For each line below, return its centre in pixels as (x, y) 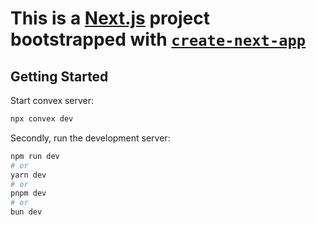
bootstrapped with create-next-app (158, 39)
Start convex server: (52, 100)
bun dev (26, 212)
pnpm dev (28, 193)
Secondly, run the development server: (90, 138)
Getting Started (59, 76)
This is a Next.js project (110, 18)
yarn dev (28, 175)
